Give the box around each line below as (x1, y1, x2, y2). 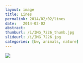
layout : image (5, 7, 35, 12)
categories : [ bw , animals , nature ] (5, 39, 79, 44)
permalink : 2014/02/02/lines (5, 16, 66, 21)
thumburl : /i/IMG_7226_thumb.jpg (5, 30, 75, 35)
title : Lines (5, 12, 32, 17)
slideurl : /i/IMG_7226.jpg (5, 35, 61, 40)
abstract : (5, 26, 26, 31)
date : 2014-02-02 (5, 21, 46, 26)
